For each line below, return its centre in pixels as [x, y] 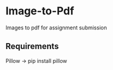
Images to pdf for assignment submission [56, 28]
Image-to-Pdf [40, 11]
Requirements [32, 46]
